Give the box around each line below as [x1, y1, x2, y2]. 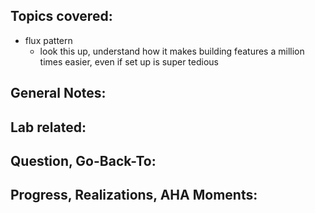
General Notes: [10, 85, 107, 102]
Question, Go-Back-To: [10, 152, 157, 169]
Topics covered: [10, 8, 113, 25]
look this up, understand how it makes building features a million [39, 45, 305, 57]
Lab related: [10, 119, 87, 136]
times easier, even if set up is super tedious [39, 55, 219, 68]
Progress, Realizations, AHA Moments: [10, 187, 258, 204]
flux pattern [24, 34, 73, 46]
